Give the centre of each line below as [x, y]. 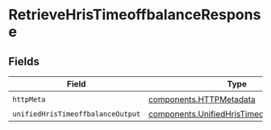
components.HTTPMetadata [202, 100]
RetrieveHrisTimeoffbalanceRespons [135, 15]
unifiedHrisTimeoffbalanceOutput [77, 114]
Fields [24, 61]
